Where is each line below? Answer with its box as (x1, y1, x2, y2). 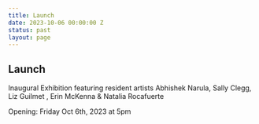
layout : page (8, 33, 51, 42)
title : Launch (8, 11, 55, 20)
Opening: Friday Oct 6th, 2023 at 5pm (8, 107, 131, 116)
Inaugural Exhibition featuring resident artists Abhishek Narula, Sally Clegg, (8, 83, 252, 93)
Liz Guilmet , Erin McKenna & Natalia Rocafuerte (8, 92, 165, 101)
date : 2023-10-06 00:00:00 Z (8, 19, 104, 27)
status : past (8, 26, 51, 34)
